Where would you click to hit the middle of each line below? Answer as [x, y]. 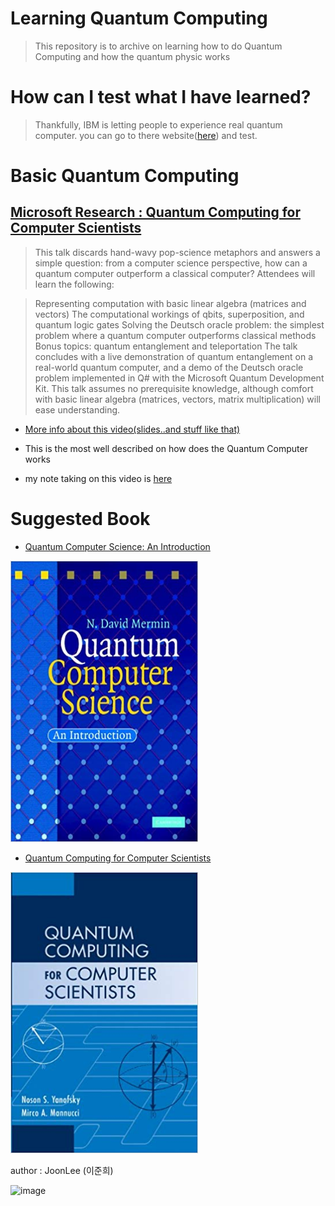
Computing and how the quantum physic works [132, 56]
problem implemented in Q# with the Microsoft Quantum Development [179, 378]
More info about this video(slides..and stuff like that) [132, 429]
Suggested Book [80, 519]
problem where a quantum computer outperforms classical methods [175, 335]
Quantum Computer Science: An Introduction [117, 546]
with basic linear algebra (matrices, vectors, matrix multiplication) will [177, 399]
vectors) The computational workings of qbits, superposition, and [169, 314]
